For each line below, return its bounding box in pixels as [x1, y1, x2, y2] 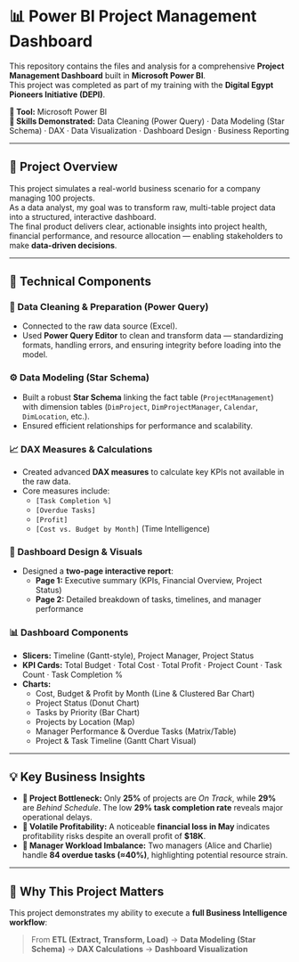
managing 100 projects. [9, 192, 95, 203]
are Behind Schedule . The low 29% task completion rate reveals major [21, 803, 284, 813]
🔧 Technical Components [9, 274, 151, 289]
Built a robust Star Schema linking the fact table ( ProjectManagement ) [21, 392, 274, 403]
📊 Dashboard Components [9, 626, 129, 639]
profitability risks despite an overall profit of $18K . [21, 831, 206, 842]
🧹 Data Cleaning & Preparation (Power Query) [9, 301, 209, 314]
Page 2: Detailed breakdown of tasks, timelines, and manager [35, 594, 262, 605]
